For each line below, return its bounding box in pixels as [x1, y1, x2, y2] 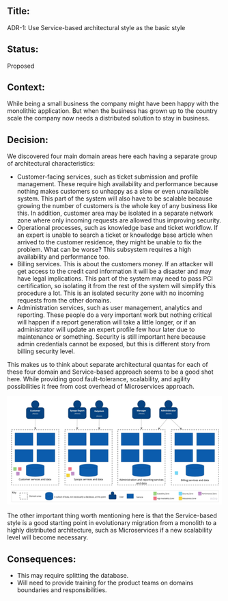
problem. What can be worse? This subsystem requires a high [16, 246, 192, 254]
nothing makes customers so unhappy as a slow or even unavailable [16, 188, 210, 196]
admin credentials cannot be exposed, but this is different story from [16, 340, 210, 348]
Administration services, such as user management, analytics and [16, 304, 203, 312]
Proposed [7, 62, 35, 70]
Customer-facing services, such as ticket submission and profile [16, 172, 199, 181]
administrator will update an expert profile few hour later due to [16, 325, 195, 334]
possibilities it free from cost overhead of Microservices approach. [7, 383, 195, 391]
